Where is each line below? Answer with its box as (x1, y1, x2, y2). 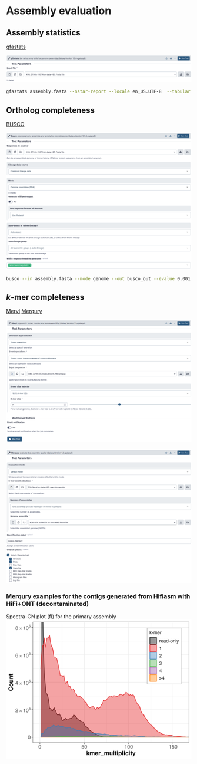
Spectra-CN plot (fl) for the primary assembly (6, 613, 116, 620)
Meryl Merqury (6, 308, 42, 315)
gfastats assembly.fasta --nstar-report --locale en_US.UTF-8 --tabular (6, 88, 191, 95)
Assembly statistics (6, 28, 81, 38)
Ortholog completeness (6, 105, 95, 115)
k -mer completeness (6, 292, 85, 302)
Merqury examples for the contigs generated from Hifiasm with (6, 592, 191, 600)
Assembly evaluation (6, 4, 112, 18)
